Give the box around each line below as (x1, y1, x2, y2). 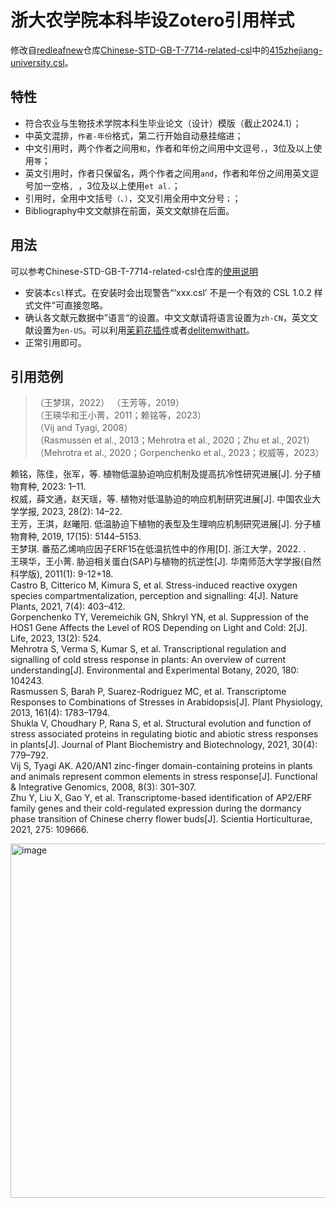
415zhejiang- (269, 44, 323, 56)
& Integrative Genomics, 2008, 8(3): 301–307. (10, 781, 197, 793)
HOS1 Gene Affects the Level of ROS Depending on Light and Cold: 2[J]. (10, 622, 308, 634)
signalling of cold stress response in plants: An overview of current (10, 654, 287, 666)
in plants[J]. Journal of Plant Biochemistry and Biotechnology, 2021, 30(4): (10, 739, 318, 751)
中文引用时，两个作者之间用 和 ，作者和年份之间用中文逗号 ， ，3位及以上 (24, 142, 314, 154)
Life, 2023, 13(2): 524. (10, 632, 102, 645)
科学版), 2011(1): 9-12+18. (10, 568, 114, 580)
